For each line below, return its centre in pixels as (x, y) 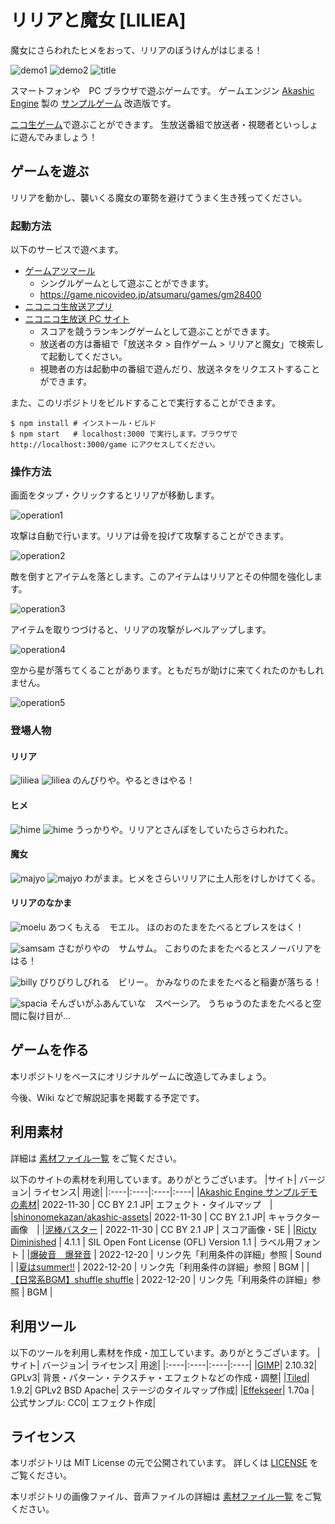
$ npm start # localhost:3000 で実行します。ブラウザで (124, 434)
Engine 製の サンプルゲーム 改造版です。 (93, 103)
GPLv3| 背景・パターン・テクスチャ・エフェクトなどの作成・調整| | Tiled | (160, 1377)
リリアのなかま (41, 903)
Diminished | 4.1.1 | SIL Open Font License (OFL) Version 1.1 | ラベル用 (152, 1242)
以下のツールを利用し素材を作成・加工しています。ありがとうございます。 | (165, 1352)
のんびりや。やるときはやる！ (134, 780)
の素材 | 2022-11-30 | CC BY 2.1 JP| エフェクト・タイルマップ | (141, 1204)
